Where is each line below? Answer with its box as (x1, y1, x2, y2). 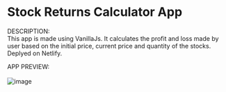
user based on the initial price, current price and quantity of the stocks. (7, 42, 211, 50)
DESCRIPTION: (7, 27, 50, 35)
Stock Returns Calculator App (7, 4, 183, 20)
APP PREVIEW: (7, 62, 50, 71)
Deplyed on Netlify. (7, 49, 63, 57)
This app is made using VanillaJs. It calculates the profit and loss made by (7, 34, 219, 42)
